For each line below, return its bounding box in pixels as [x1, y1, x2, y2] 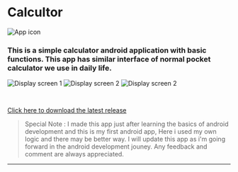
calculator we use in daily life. [7, 63, 112, 73]
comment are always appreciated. [24, 150, 124, 159]
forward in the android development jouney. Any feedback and [24, 142, 208, 151]
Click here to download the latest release [7, 106, 127, 115]
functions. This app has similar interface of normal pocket [7, 54, 211, 64]
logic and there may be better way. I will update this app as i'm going [24, 135, 225, 144]
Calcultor [7, 4, 64, 21]
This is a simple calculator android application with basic [7, 45, 207, 55]
